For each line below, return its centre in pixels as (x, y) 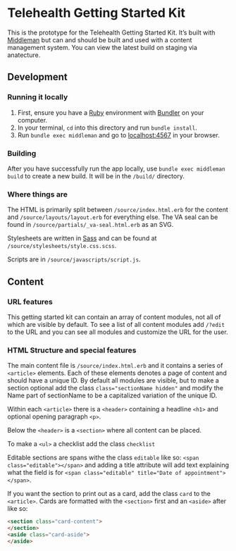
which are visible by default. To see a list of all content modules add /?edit (116, 324)
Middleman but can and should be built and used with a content (100, 39)
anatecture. (24, 55)
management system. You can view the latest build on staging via (102, 47)
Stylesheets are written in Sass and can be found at (82, 238)
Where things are (38, 194)
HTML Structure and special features (72, 350)
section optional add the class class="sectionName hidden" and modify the (116, 388)
